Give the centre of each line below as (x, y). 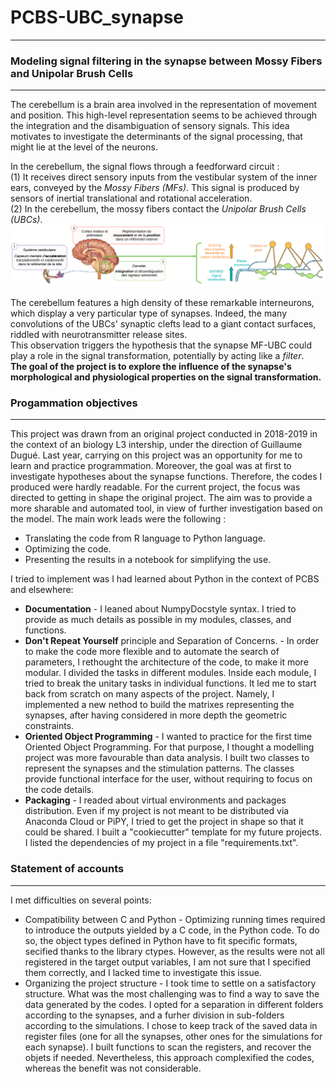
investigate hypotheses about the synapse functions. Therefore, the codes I (166, 477)
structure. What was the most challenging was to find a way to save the (172, 993)
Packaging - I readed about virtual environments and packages (155, 800)
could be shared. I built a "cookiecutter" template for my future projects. (173, 832)
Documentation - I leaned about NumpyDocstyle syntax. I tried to (160, 609)
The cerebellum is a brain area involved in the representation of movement (164, 105)
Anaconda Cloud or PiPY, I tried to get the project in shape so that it (164, 822)
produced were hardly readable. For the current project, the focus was (155, 487)
